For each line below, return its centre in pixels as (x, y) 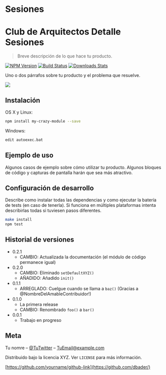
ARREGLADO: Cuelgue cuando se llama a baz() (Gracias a (79, 288)
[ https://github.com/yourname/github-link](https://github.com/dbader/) (78, 367)
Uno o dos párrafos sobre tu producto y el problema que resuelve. (73, 75)
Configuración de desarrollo (50, 188)
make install (19, 220)
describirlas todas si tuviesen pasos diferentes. (53, 211)
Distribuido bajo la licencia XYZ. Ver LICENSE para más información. (74, 357)
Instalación (23, 100)
